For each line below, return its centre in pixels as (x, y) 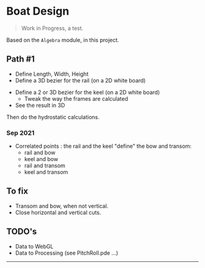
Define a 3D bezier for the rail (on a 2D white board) (80, 80)
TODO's (22, 232)
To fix (17, 191)
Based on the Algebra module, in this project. (63, 40)
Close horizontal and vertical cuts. (58, 212)
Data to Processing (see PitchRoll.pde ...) (67, 253)
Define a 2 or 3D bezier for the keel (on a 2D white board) (88, 92)
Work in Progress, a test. (52, 28)
